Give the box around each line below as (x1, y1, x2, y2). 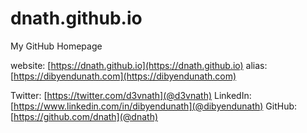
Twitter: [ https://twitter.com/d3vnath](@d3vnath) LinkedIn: (10, 89, 252, 101)
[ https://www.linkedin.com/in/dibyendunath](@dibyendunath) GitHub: (10, 100, 298, 112)
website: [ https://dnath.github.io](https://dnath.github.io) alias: (10, 59, 268, 71)
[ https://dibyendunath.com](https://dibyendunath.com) (10, 70, 237, 82)
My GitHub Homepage (10, 40, 103, 52)
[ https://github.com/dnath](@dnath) (10, 110, 159, 122)
